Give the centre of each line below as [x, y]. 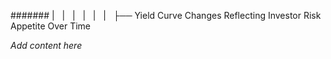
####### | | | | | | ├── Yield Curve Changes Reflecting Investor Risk [166, 15]
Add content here [46, 45]
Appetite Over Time [51, 26]
